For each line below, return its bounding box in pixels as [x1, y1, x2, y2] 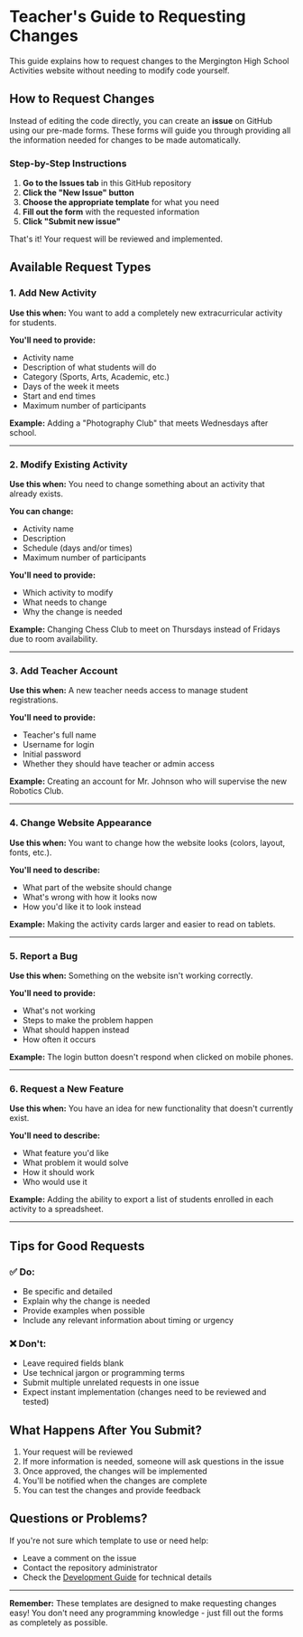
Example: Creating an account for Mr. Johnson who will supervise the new [9, 776, 287, 787]
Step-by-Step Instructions [9, 156, 127, 169]
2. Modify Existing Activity [9, 458, 128, 471]
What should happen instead [22, 1024, 130, 1035]
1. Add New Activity [9, 287, 97, 299]
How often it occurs [22, 1033, 96, 1045]
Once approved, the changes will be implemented [22, 1466, 207, 1477]
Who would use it [22, 1177, 87, 1188]
